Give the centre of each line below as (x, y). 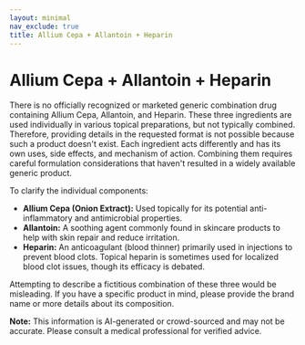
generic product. (41, 173)
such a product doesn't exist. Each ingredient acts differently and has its (145, 144)
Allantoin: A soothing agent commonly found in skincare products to (151, 228)
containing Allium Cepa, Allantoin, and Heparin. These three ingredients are (151, 115)
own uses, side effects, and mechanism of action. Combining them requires (151, 154)
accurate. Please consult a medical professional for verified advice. (136, 331)
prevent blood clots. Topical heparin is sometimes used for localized (151, 257)
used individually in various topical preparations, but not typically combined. (152, 125)
